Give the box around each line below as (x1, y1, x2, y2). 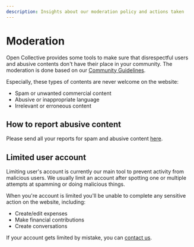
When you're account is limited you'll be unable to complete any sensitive (6, 192, 186, 199)
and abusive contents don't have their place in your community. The (6, 60, 173, 67)
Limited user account (6, 152, 87, 162)
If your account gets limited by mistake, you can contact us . (6, 234, 152, 241)
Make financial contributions (14, 216, 85, 223)
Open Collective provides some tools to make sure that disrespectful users (6, 54, 189, 61)
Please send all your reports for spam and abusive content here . (6, 135, 163, 142)
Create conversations (14, 223, 68, 230)
